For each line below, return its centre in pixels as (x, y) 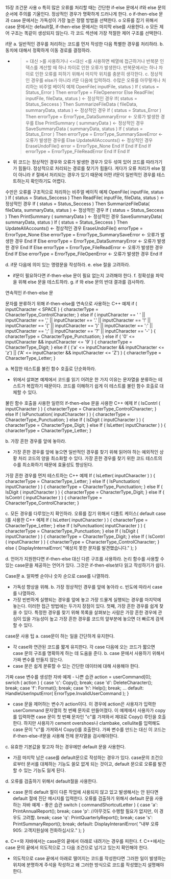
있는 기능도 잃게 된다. (45, 770)
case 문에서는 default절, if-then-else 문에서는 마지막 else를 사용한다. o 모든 (82, 27)
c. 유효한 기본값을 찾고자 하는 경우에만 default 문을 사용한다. (66, 747)
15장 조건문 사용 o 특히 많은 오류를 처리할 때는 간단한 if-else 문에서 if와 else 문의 (86, 7)
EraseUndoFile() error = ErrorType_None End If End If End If (88, 146)
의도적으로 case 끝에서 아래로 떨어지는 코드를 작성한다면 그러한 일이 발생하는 (89, 858)
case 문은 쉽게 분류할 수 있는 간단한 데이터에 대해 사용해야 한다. (76, 666)
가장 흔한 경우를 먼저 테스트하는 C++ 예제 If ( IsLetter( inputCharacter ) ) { (80, 475)
